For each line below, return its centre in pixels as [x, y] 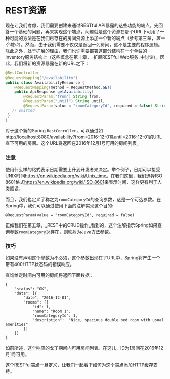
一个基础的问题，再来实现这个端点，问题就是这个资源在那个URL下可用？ [85, 31]
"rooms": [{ [36, 302]
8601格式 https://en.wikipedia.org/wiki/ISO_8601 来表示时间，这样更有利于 [81, 182]
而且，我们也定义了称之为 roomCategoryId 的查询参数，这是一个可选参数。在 [83, 199]
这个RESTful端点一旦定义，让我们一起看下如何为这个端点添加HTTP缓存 [79, 365]
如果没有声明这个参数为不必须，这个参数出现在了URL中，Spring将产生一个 [83, 258]
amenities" [17, 325]
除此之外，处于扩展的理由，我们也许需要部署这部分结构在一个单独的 [76, 51]
